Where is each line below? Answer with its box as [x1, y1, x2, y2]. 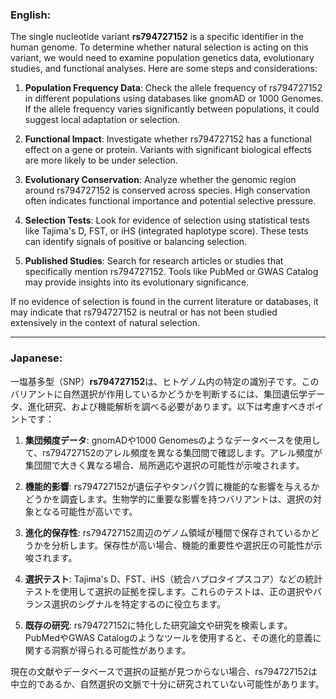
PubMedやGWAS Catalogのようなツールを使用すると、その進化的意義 [24, 631, 313, 643]
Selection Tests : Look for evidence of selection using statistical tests [24, 214, 310, 227]
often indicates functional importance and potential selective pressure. [24, 195, 317, 207]
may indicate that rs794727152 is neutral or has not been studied [10, 306, 278, 318]
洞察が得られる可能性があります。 [51, 644, 192, 656]
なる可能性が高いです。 [42, 505, 138, 517]
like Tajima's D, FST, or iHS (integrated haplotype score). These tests [24, 225, 309, 237]
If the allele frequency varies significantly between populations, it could [24, 103, 320, 115]
